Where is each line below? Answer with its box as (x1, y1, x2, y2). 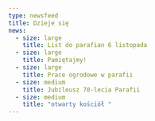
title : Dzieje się (8, 19, 69, 27)
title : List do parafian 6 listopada (22, 41, 148, 49)
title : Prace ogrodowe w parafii (22, 71, 134, 79)
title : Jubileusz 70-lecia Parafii (22, 85, 141, 94)
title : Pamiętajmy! (22, 57, 87, 64)
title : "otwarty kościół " (22, 100, 112, 108)
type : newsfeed (8, 11, 59, 20)
